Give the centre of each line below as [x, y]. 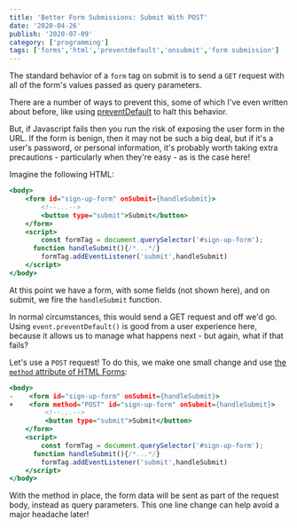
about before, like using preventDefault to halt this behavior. [118, 112]
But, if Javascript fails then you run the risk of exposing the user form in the [147, 129]
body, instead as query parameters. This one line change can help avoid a [144, 505]
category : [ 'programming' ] [59, 42]
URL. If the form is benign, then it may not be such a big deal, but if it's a [141, 138]
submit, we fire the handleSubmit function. [86, 299]
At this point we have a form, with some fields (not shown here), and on [140, 290]
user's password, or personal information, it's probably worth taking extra [144, 148]
